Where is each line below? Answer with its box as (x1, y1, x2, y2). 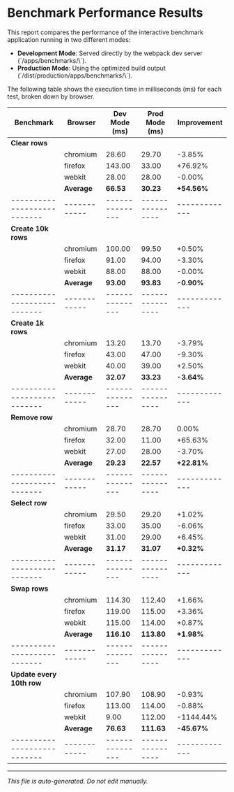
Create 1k (10, 318, 45, 328)
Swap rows (10, 584, 49, 593)
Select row (10, 498, 47, 507)
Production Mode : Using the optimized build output (17, 64, 166, 72)
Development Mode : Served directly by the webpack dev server (17, 49, 203, 57)
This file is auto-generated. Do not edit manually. (7, 777, 148, 785)
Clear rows (10, 138, 48, 147)
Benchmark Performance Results (7, 5, 203, 21)
